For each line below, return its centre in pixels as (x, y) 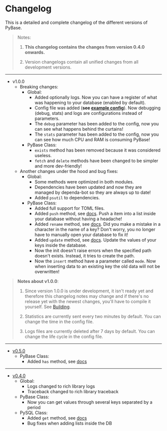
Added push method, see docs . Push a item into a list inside (95, 213)
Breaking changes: (39, 86)
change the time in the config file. (59, 322)
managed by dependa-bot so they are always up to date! (93, 192)
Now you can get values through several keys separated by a (90, 402)
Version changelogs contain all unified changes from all (82, 62)
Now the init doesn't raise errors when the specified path (93, 250)
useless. (43, 155)
